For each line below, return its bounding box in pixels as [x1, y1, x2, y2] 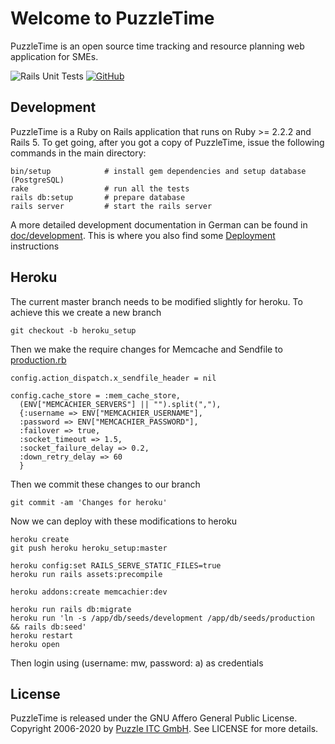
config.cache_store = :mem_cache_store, [10, 390, 182, 401]
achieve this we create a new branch [10, 306, 162, 318]
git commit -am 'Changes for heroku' [10, 497, 168, 507]
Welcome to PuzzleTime [10, 7, 215, 30]
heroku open [10, 639, 60, 649]
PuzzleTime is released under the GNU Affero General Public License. [10, 712, 298, 724]
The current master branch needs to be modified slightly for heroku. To [10, 295, 303, 307]
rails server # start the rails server [10, 201, 213, 211]
